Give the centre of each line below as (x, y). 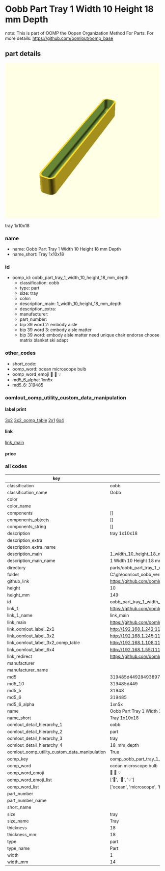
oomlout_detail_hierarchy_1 (35, 725)
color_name (19, 506)
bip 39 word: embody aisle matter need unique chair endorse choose (89, 335)
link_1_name (20, 616)
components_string (27, 527)
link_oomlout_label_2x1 (31, 629)
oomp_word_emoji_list (29, 780)
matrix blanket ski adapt (44, 340)
